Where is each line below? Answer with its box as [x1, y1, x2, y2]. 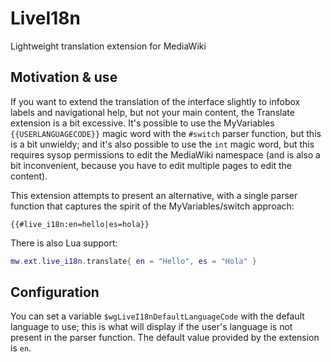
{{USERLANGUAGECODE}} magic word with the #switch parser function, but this [10, 127, 322, 139]
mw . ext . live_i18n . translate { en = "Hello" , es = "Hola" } [10, 256, 257, 266]
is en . [10, 342, 32, 354]
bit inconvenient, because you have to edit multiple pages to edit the [10, 159, 293, 171]
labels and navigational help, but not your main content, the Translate [10, 106, 295, 118]
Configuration [10, 284, 100, 301]
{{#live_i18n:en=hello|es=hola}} [10, 219, 150, 229]
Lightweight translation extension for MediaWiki [10, 40, 207, 52]
